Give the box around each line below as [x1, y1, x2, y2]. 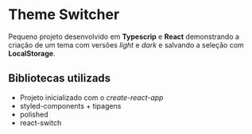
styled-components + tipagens [19, 101, 122, 110]
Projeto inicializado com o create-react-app [19, 93, 164, 102]
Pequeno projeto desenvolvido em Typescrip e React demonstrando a [8, 32, 240, 41]
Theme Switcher [8, 6, 120, 24]
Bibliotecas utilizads [8, 71, 111, 85]
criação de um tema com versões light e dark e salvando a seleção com [8, 40, 244, 49]
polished [19, 109, 48, 119]
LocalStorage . [8, 48, 56, 58]
